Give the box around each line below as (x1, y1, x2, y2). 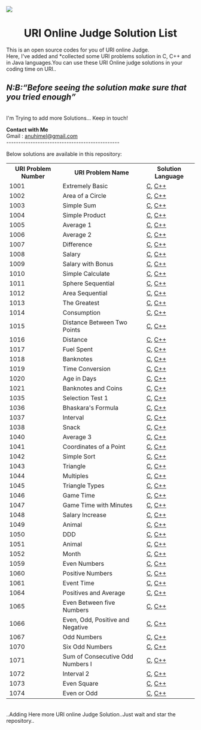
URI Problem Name (74, 168, 129, 176)
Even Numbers (62, 559, 105, 568)
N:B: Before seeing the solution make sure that (6, 83, 187, 93)
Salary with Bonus (62, 260, 114, 268)
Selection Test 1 (62, 394, 109, 402)
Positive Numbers (62, 569, 112, 577)
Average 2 (62, 230, 92, 239)
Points (62, 325, 81, 334)
